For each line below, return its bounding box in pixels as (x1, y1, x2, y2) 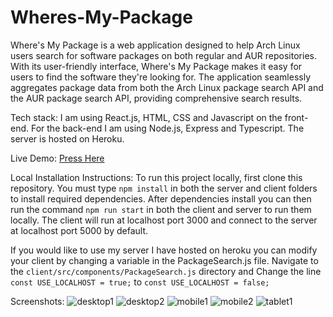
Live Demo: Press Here (10, 152, 105, 164)
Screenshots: (10, 295, 65, 307)
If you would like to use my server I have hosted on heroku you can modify (10, 244, 318, 256)
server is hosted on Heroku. (10, 132, 125, 145)
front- (284, 111, 309, 123)
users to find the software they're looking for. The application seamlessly (10, 71, 312, 83)
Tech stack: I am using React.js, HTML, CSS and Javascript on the (10, 111, 283, 123)
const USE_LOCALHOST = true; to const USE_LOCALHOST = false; (10, 276, 270, 288)
